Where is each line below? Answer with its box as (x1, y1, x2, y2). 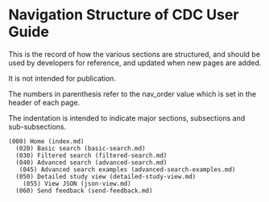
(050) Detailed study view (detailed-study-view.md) (15, 172, 197, 180)
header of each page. (8, 97, 81, 107)
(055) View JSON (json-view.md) (23, 179, 131, 188)
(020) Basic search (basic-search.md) (15, 144, 147, 152)
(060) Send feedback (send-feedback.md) (15, 187, 153, 195)
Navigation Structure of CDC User (8, 6, 239, 24)
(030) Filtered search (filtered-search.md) (15, 151, 168, 159)
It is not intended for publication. (8, 73, 117, 83)
